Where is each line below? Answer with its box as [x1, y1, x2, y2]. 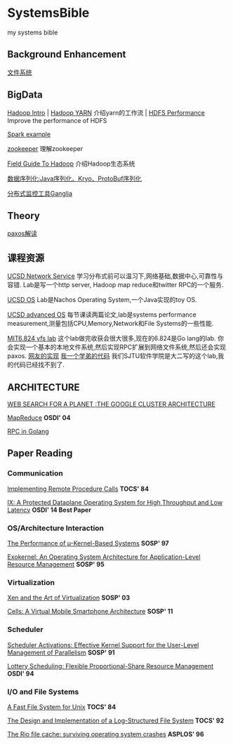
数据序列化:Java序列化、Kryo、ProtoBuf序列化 [7, 174, 142, 183]
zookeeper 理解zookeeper [7, 144, 83, 152]
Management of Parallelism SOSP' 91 [7, 648, 115, 657]
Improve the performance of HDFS [7, 116, 107, 124]
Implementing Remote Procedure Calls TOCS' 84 [7, 484, 149, 493]
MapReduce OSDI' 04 [7, 414, 71, 422]
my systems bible [7, 28, 58, 37]
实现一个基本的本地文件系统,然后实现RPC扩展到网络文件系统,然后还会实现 [13, 343, 227, 352]
